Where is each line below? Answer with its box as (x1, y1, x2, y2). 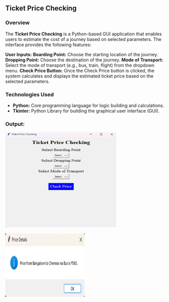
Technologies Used (5, 91, 54, 98)
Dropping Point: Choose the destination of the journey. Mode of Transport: (5, 57, 163, 63)
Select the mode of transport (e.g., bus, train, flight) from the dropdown (5, 62, 155, 68)
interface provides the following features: (5, 42, 91, 48)
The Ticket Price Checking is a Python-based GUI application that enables (5, 30, 162, 37)
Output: (5, 120, 25, 127)
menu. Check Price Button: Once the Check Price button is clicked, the (5, 67, 155, 73)
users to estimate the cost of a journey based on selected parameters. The (5, 36, 161, 42)
